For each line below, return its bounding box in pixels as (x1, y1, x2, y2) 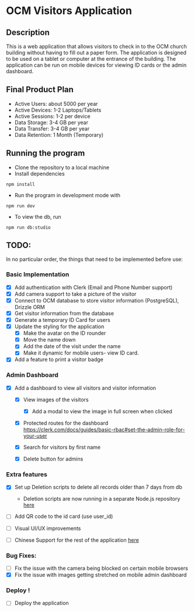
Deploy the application (14, 600, 69, 607)
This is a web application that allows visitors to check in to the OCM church (6, 43, 187, 50)
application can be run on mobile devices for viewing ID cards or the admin (6, 61, 187, 68)
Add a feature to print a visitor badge (14, 356, 103, 363)
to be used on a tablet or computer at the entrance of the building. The (6, 56, 176, 62)
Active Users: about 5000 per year (14, 100, 98, 107)
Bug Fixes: (6, 551, 37, 559)
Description (6, 27, 50, 37)
